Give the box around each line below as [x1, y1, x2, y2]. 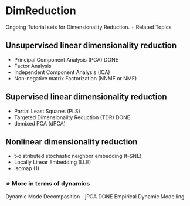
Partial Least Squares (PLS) [13, 107, 80, 114]
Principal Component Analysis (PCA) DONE [13, 56, 118, 63]
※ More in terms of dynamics [5, 180, 90, 188]
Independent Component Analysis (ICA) [13, 69, 110, 76]
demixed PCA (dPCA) [13, 120, 66, 127]
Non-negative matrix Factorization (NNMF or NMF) [13, 75, 137, 82]
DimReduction [5, 4, 77, 18]
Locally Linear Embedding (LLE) [13, 158, 91, 166]
